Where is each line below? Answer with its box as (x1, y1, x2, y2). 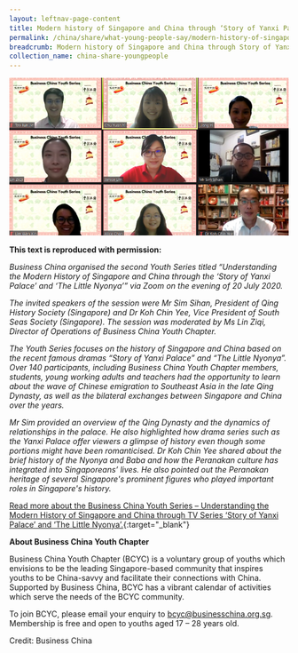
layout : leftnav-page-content (9, 14, 122, 23)
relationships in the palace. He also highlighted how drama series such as (9, 426, 281, 437)
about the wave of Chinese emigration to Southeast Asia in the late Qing (9, 381, 274, 392)
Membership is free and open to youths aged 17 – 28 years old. (9, 618, 239, 629)
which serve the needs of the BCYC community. (9, 592, 184, 602)
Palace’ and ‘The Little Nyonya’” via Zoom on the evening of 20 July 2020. (9, 281, 284, 291)
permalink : (9, 33, 50, 42)
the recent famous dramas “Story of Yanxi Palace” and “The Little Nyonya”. (9, 353, 286, 363)
